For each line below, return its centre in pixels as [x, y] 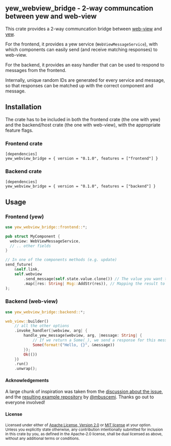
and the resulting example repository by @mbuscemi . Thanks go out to [80, 397]
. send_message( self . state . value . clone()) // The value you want [93, 279]
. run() [21, 364]
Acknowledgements [27, 380]
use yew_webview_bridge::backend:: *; [45, 312]
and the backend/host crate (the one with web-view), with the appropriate [83, 125]
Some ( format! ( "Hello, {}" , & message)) [74, 345]
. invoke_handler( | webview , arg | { [51, 331]
